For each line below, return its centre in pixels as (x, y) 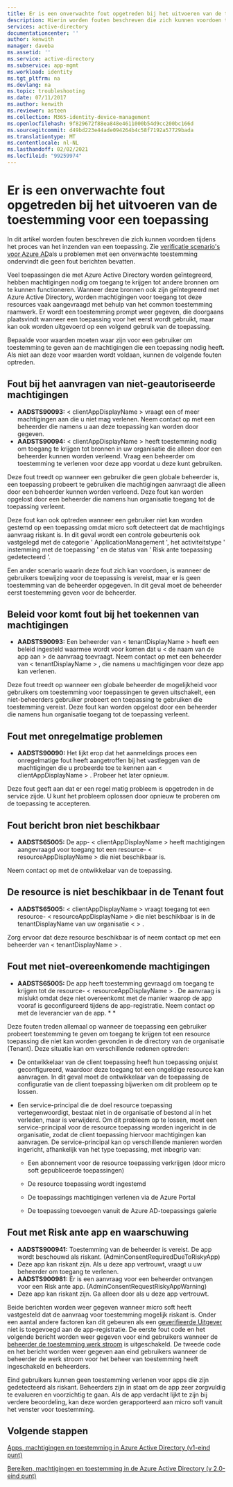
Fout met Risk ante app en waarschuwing (98, 1233)
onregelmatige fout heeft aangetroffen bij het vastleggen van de (109, 761)
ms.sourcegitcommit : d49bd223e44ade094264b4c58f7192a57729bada (101, 130)
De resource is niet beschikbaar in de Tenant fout (115, 892)
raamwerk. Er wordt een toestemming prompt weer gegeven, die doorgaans (115, 312)
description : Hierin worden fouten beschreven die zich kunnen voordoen (114, 20)
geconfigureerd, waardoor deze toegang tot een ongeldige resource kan (121, 1069)
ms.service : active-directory (51, 59)
